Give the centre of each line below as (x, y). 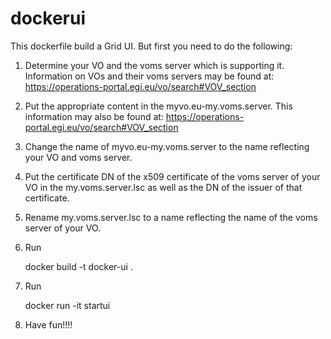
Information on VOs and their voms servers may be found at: (149, 76)
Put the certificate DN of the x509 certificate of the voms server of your (172, 176)
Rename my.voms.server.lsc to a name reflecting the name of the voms (171, 217)
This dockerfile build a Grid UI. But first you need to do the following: (151, 46)
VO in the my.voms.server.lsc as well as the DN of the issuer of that (163, 187)
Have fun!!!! (48, 324)
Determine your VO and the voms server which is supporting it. (154, 65)
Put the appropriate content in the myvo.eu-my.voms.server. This (158, 106)
